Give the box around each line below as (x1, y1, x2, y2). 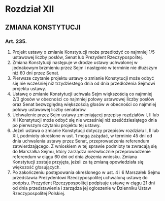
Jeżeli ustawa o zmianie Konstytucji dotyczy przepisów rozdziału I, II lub (12, 127, 159, 134)
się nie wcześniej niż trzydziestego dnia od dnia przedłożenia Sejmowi (12, 80, 155, 86)
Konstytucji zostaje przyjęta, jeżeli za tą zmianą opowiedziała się (12, 159, 144, 165)
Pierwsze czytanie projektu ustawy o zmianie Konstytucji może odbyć (12, 75, 154, 81)
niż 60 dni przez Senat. (12, 70, 60, 76)
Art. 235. (5, 38, 27, 45)
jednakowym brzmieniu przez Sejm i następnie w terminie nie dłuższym (12, 65, 158, 70)
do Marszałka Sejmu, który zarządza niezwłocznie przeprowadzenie (12, 148, 151, 154)
